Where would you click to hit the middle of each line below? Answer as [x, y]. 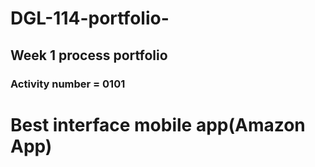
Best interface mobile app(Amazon [158, 124]
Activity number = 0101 [68, 84]
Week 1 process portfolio [89, 55]
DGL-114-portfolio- [90, 18]
